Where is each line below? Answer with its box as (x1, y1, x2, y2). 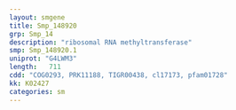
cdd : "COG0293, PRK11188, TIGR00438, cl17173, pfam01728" (9, 71, 228, 80)
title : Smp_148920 (9, 21, 77, 30)
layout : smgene (9, 12, 66, 22)
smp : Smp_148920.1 (9, 46, 77, 55)
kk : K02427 (9, 79, 50, 88)
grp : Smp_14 (9, 29, 53, 38)
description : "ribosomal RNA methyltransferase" (9, 37, 193, 47)
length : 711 (9, 63, 62, 72)
